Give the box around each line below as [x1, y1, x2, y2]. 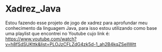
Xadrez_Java [5, 3, 61, 15]
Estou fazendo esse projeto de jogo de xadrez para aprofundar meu [5, 20, 148, 26]
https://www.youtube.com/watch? [5, 36, 77, 42]
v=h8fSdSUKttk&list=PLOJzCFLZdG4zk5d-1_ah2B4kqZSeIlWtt [5, 41, 137, 47]
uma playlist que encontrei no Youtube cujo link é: [5, 30, 110, 36]
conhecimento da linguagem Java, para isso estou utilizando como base [5, 25, 157, 31]
